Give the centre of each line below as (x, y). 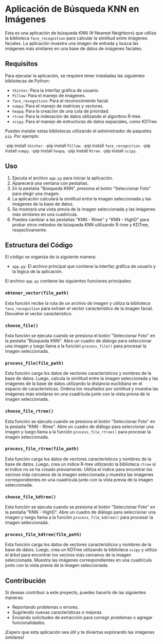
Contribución (26, 581)
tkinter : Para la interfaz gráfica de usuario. (56, 90)
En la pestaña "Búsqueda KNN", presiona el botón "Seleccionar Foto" (81, 188)
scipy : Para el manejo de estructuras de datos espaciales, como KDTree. (85, 121)
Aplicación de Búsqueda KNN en (72, 9)
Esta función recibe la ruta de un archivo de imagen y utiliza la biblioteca (78, 303)
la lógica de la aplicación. (37, 272)
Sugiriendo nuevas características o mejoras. (57, 612)
